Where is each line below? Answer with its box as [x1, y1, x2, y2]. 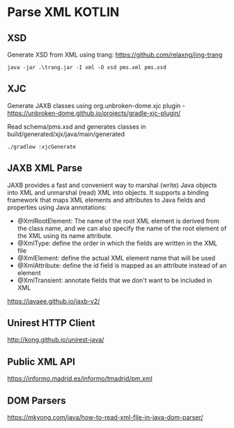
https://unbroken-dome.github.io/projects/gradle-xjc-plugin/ [7, 109, 181, 117]
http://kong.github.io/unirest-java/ [7, 336, 104, 344]
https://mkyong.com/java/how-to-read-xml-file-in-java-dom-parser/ [7, 413, 203, 422]
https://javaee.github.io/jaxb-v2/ [7, 297, 100, 305]
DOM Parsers [7, 394, 66, 406]
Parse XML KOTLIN [7, 4, 120, 20]
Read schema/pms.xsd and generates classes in [7, 122, 146, 131]
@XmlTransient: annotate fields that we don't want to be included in [17, 276, 212, 284]
